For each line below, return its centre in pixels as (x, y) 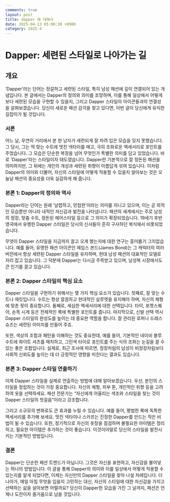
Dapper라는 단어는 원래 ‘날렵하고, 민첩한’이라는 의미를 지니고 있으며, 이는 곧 (80, 205)
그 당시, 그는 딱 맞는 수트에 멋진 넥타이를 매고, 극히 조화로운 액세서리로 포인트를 (84, 147)
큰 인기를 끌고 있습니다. (28, 266)
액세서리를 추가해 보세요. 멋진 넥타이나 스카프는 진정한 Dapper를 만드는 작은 (81, 417)
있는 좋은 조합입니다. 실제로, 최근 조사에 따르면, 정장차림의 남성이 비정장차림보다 (84, 348)
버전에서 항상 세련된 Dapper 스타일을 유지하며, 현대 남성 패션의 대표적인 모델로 (83, 254)
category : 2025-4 (24, 29)
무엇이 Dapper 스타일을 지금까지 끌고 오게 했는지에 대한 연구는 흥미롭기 (76, 241)
